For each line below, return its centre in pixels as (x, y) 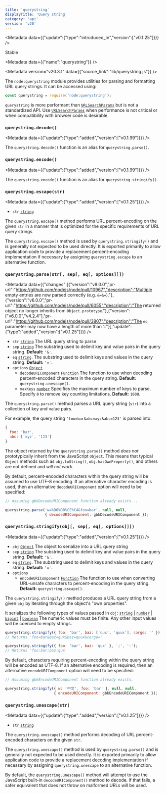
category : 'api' (22, 19)
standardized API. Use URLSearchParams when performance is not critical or (81, 110)
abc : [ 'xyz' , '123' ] (31, 437)
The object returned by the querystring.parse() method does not (72, 450)
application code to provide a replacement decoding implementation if (77, 760)
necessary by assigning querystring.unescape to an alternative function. (79, 765)
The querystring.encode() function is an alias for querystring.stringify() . (82, 179)
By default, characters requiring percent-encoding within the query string (80, 660)
